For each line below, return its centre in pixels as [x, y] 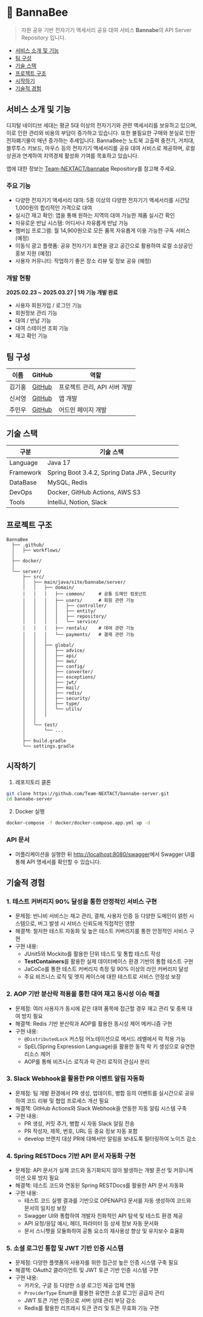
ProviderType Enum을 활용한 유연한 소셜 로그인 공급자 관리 [94, 1293]
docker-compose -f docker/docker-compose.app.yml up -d [78, 823]
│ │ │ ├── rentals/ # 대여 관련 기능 [78, 628]
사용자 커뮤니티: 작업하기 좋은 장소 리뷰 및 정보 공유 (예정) [83, 261]
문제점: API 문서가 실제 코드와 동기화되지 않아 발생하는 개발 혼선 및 [94, 1170]
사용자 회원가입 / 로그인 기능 [48, 306]
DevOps [21, 492]
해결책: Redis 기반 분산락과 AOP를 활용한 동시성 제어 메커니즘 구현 [94, 1024]
